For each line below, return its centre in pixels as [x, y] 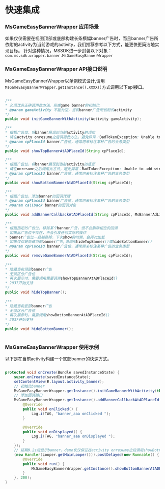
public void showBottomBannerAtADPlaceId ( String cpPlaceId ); [69, 183]
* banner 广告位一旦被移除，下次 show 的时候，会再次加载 [55, 237]
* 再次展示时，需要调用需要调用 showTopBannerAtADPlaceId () [61, 279]
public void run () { [44, 464]
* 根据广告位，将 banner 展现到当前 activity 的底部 [50, 164]
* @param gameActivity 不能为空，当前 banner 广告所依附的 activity [69, 110]
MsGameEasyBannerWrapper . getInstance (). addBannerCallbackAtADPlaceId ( [88, 400]
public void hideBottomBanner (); [39, 329]
